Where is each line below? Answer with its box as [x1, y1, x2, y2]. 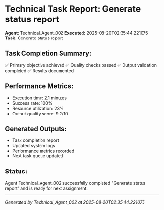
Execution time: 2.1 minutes [12, 95, 67, 101]
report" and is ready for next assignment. [5, 185, 88, 191]
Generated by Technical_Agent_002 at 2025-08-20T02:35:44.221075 [5, 199, 145, 205]
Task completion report [12, 137, 60, 143]
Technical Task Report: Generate [5, 3, 141, 15]
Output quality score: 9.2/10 [12, 111, 68, 116]
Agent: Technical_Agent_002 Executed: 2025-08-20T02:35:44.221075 [5, 30, 148, 36]
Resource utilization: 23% [12, 105, 64, 111]
